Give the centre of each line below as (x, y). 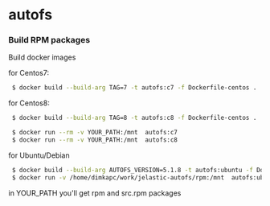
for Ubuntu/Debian (39, 155)
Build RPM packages (49, 40)
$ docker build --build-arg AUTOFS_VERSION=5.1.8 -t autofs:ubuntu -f (132, 170)
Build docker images (42, 57)
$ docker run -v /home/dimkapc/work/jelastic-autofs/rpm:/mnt (118, 177)
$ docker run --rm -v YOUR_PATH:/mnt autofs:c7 (95, 133)
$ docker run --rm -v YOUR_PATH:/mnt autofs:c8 (95, 140)
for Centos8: (29, 103)
